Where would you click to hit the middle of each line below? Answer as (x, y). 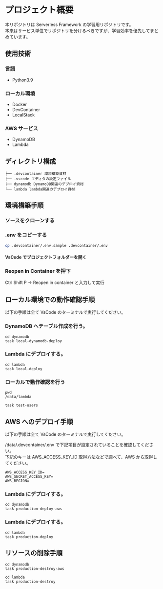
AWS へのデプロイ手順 (39, 422)
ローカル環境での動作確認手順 (50, 299)
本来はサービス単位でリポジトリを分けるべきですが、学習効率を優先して (78, 30)
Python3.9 (22, 80)
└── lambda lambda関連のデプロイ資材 (40, 189)
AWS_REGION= (17, 481)
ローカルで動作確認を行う (35, 382)
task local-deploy (24, 369)
